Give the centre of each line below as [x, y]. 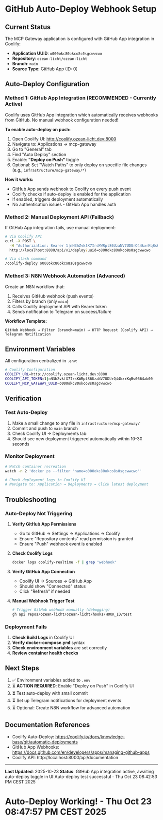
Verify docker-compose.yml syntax [48, 643]
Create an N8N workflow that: [35, 287]
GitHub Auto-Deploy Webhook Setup [81, 9]
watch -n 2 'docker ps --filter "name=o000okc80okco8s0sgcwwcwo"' [73, 471]
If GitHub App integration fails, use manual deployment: [60, 227]
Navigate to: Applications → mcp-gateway [54, 144]
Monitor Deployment [30, 456]
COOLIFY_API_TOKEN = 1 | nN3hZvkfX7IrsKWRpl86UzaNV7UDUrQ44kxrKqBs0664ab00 [79, 379]
